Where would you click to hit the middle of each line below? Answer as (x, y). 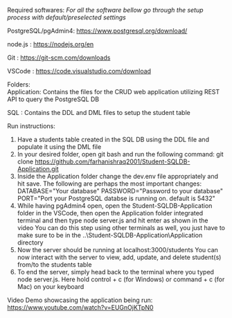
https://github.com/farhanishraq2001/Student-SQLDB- (112, 161)
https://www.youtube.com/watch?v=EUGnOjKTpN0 (80, 307)
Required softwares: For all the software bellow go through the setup (105, 10)
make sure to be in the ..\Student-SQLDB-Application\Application (110, 235)
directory (30, 242)
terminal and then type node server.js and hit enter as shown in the (113, 220)
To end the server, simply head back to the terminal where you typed (116, 272)
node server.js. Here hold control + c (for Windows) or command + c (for (121, 279)
